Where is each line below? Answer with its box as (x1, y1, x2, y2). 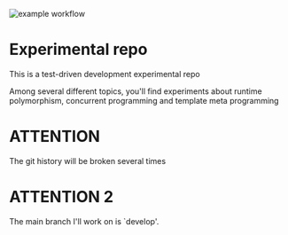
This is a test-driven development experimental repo (9, 68, 201, 79)
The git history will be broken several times (9, 155, 167, 166)
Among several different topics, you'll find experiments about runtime (9, 85, 263, 97)
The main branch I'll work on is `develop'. (9, 215, 160, 226)
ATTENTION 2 (9, 187, 113, 208)
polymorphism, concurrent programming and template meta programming (9, 95, 279, 106)
